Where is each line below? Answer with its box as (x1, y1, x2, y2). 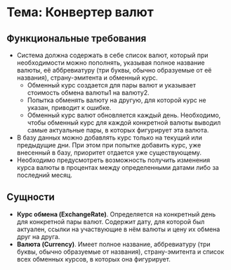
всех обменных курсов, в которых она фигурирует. (16, 254, 171, 263)
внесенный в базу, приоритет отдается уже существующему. (16, 149, 202, 157)
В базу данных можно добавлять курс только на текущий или (16, 133, 203, 142)
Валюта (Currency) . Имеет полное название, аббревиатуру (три (16, 240, 211, 248)
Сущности (6, 191, 55, 203)
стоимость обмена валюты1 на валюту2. (27, 89, 150, 97)
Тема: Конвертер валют (6, 4, 154, 20)
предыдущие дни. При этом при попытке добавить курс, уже (16, 141, 202, 149)
